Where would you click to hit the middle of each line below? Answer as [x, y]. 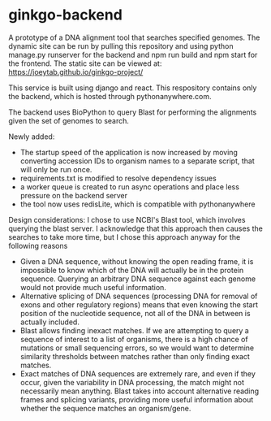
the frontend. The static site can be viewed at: [85, 63]
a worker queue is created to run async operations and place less [129, 187]
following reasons [38, 245]
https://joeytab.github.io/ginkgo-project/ [76, 72]
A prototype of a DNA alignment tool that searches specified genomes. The [134, 37]
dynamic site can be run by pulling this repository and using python [121, 46]
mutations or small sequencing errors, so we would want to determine [137, 348]
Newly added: [32, 137]
